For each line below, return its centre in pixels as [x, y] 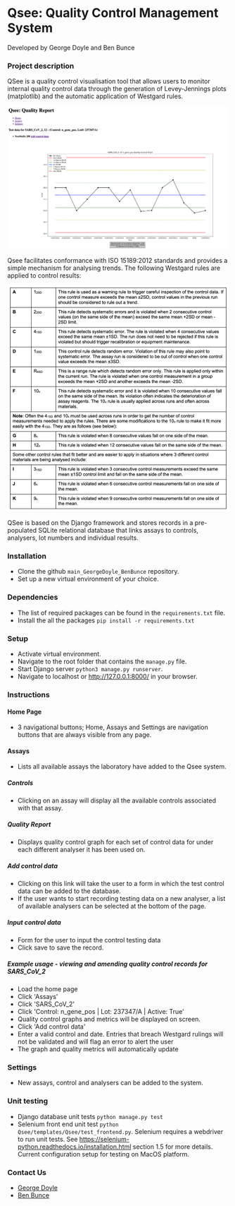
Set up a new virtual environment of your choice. [88, 579]
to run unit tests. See [47, 1139]
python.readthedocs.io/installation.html [74, 1147]
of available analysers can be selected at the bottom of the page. [112, 906]
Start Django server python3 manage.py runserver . [90, 668]
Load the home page [47, 989]
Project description [41, 66]
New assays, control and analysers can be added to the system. [110, 1083]
